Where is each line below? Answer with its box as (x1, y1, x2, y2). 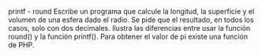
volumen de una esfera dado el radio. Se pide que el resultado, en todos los (8, 15, 254, 24)
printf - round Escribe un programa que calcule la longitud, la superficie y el (8, 7, 255, 16)
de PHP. (8, 40, 35, 50)
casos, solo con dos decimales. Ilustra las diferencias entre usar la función (8, 24, 251, 32)
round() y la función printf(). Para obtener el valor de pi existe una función (8, 32, 249, 41)
